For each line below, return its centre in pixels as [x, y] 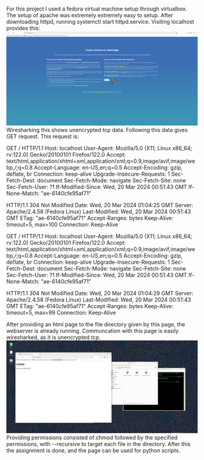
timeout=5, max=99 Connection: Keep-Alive [61, 313]
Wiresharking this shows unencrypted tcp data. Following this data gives [97, 130]
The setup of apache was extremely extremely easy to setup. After [90, 15]
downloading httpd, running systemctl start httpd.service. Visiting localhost [100, 22]
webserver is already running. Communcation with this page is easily [93, 331]
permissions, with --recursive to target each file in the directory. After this [98, 444]
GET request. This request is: [42, 137]
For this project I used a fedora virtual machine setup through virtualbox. [97, 9]
